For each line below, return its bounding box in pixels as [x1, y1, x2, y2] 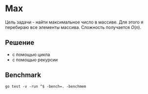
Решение [5, 39, 35, 47]
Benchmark [5, 71, 42, 79]
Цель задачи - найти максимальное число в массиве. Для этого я [5, 19, 144, 25]
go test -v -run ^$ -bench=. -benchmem [5, 84, 86, 89]
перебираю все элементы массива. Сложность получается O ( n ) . [5, 24, 142, 30]
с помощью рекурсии [12, 57, 58, 63]
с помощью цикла [12, 51, 50, 57]
